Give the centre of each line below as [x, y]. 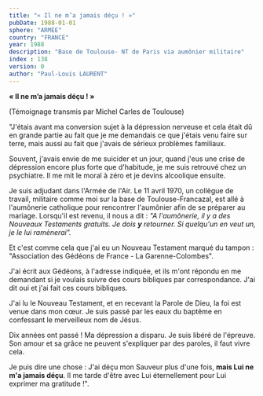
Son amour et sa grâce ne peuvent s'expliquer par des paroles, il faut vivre [130, 343]
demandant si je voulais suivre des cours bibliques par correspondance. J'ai [132, 279]
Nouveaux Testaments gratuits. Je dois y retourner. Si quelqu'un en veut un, [132, 224]
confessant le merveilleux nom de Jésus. [75, 320]
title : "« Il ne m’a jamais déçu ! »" [72, 15]
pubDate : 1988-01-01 [43, 23]
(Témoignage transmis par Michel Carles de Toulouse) [97, 112]
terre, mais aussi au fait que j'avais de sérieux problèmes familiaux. [117, 143]
